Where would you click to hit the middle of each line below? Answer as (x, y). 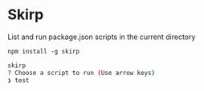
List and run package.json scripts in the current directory (102, 37)
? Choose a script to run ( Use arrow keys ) (82, 73)
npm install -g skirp (44, 51)
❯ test (18, 80)
